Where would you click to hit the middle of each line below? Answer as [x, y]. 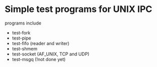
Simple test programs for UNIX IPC [78, 9]
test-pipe [21, 38]
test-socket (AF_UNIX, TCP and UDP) [50, 54]
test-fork [21, 32]
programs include [23, 23]
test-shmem [24, 48]
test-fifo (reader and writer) [41, 43]
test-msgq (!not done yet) [39, 59]
